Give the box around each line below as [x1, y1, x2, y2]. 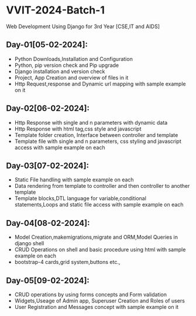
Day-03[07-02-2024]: [6, 160, 90, 170]
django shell [14, 240, 44, 247]
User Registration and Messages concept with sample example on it [14, 304, 179, 310]
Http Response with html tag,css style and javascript [14, 125, 142, 132]
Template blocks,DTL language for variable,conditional [14, 195, 146, 202]
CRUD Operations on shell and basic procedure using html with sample [14, 246, 186, 253]
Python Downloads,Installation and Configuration [14, 55, 133, 62]
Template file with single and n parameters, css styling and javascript [14, 138, 181, 145]
